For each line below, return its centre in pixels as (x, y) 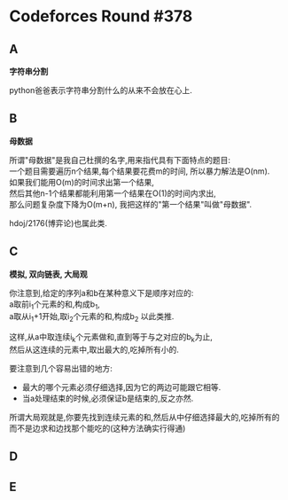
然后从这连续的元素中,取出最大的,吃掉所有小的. (94, 350)
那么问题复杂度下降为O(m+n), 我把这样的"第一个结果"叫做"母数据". (131, 204)
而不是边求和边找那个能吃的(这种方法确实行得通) (97, 428)
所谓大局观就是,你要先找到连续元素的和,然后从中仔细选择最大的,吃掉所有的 (145, 418)
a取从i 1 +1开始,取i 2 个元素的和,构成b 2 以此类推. (92, 318)
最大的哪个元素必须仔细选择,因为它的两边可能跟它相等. (121, 387)
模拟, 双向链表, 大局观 (49, 274)
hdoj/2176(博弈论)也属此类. (58, 223)
